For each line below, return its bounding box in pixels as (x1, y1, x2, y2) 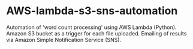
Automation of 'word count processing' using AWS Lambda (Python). (6, 24, 177, 31)
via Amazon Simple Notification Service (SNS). (6, 36, 122, 43)
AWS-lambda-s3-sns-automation (6, 4, 178, 18)
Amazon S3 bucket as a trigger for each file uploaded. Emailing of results (6, 30, 187, 37)
